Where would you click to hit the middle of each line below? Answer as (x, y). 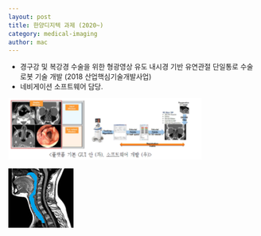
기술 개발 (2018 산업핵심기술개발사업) (93, 77)
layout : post (30, 17)
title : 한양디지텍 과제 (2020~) (56, 25)
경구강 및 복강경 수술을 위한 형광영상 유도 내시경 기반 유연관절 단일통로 (129, 67)
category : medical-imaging (53, 33)
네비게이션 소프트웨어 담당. (61, 87)
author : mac (28, 42)
